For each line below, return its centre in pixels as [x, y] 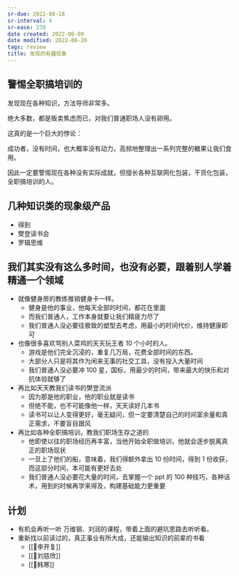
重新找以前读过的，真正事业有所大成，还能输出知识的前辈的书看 [111, 538]
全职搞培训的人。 [32, 181]
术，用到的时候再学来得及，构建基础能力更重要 [97, 486]
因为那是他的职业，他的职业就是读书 [81, 397]
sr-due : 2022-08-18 [36, 14]
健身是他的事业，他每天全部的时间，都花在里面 [97, 308]
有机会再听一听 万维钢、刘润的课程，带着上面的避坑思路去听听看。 [115, 529]
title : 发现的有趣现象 [37, 54]
